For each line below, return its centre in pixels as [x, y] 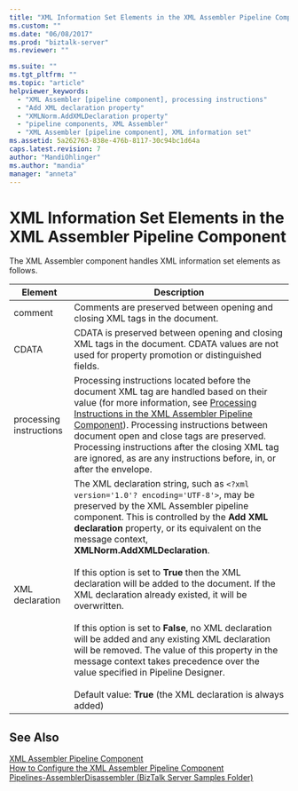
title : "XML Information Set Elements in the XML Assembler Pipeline [141, 17]
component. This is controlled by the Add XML [171, 518]
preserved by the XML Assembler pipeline [161, 506]
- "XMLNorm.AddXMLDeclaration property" [93, 116]
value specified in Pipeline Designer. [150, 673]
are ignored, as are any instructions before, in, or [175, 458]
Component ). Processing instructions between [171, 425]
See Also [34, 737]
